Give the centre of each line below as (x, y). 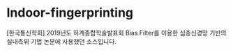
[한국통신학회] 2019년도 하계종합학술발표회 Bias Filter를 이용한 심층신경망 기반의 (116, 33)
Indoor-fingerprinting (70, 13)
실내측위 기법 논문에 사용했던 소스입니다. (61, 41)
